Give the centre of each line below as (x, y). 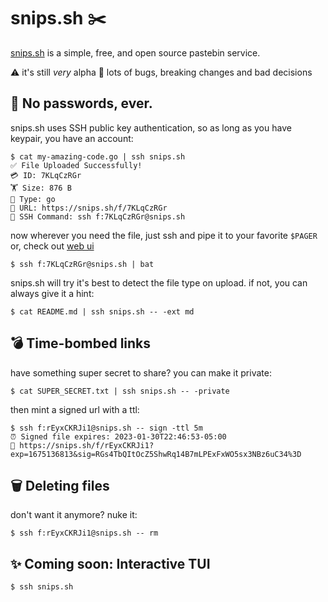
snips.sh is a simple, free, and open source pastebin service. (135, 52)
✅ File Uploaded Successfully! (76, 165)
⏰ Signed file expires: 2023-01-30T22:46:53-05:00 (118, 436)
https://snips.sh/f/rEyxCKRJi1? (87, 445)
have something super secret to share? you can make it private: (141, 372)
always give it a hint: (52, 293)
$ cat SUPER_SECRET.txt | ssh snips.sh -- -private (120, 391)
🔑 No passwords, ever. (81, 103)
